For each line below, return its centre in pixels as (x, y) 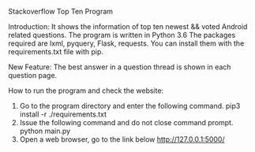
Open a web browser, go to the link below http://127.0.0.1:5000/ (122, 139)
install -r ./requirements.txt (63, 114)
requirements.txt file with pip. (56, 52)
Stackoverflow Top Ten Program (60, 11)
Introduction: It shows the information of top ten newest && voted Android (128, 26)
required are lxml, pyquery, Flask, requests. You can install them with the (126, 43)
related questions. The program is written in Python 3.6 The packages (122, 35)
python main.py (45, 131)
